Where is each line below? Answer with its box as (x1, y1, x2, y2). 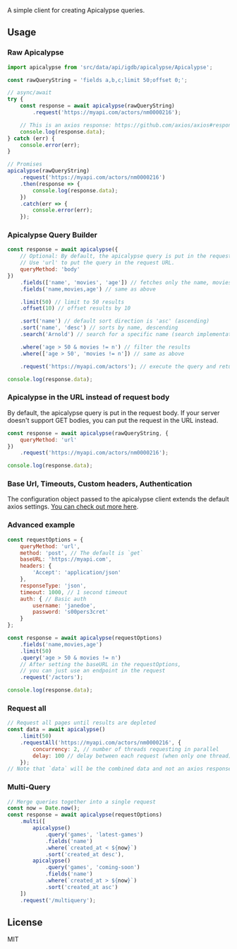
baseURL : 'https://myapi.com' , (20, 556, 112, 563)
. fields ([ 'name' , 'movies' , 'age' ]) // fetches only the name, (20, 279, 210, 286)
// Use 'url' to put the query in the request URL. (20, 260, 175, 267)
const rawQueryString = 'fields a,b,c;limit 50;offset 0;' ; (7, 76, 188, 83)
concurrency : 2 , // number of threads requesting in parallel (32, 745, 219, 752)
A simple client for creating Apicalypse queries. (7, 6, 145, 14)
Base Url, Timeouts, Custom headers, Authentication (7, 479, 193, 489)
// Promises (7, 161, 42, 168)
